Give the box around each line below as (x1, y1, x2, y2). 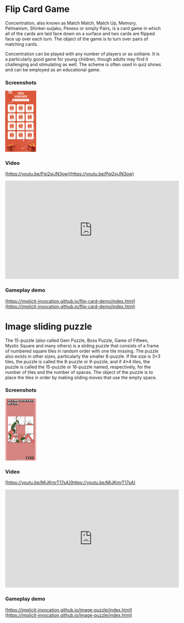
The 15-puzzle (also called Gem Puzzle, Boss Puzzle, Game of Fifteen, (5, 337, 149, 343)
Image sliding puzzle (5, 320, 92, 332)
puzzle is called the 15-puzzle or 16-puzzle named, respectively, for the (5, 364, 151, 370)
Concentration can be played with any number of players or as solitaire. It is (5, 51, 160, 57)
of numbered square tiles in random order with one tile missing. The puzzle (5, 348, 159, 354)
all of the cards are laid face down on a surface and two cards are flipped (5, 30, 155, 36)
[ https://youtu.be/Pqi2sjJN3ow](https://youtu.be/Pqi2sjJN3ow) (5, 171, 134, 177)
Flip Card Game (5, 3, 70, 15)
